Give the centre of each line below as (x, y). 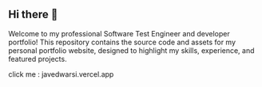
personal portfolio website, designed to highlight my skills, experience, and (131, 50)
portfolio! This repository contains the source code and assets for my (122, 42)
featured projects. (38, 59)
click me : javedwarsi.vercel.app (61, 74)
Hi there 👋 (33, 15)
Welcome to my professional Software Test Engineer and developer (119, 33)
